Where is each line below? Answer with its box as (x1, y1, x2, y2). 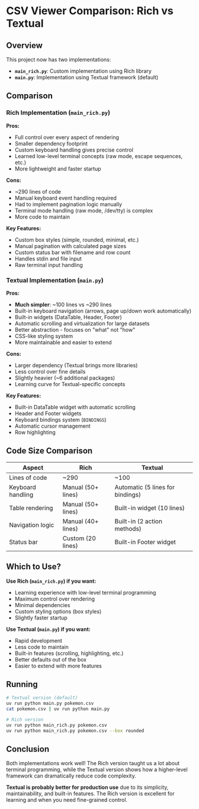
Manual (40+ (62, 517, 99, 525)
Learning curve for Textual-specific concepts (14, 380, 126, 387)
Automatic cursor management (14, 422, 91, 429)
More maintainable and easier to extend (14, 339, 112, 346)
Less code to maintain (14, 643, 69, 650)
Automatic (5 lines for (114, 483, 175, 491)
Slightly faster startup (14, 614, 68, 621)
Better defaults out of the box (14, 656, 87, 663)
